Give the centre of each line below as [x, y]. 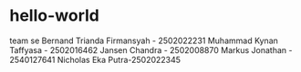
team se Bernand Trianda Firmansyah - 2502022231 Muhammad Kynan [144, 40]
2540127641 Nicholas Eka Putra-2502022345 [95, 59]
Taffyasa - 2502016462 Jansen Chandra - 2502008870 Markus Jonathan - [151, 49]
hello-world [55, 16]
